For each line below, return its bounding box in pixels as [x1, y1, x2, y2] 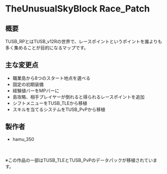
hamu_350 [12, 136, 34, 142]
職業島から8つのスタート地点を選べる [12, 75, 91, 81]
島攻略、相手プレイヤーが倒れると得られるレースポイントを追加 [12, 94, 145, 100]
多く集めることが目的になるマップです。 [5, 45, 89, 51]
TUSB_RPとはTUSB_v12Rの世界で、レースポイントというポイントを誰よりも [5, 39, 162, 44]
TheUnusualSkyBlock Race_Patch [5, 3, 150, 15]
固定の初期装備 [12, 81, 44, 87]
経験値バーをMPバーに [12, 87, 59, 93]
